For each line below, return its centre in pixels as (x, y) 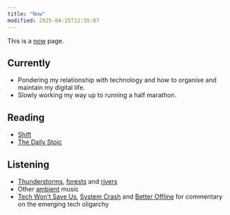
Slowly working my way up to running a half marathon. (97, 95)
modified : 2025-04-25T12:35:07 (53, 21)
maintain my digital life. (51, 88)
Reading (26, 117)
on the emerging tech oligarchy (63, 204)
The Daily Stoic (40, 142)
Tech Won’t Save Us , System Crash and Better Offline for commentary (120, 197)
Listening (28, 164)
